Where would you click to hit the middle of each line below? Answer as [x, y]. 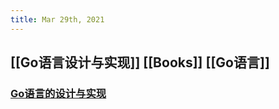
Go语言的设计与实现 [58, 93]
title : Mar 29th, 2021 [57, 19]
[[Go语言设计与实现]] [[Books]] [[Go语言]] [140, 62]
